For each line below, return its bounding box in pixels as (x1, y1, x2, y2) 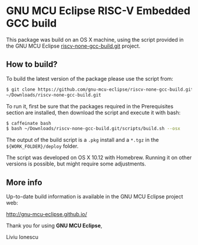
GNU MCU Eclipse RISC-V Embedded (6, 4, 190, 18)
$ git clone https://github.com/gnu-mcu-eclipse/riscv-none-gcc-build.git (6, 87, 194, 92)
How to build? (6, 59, 58, 69)
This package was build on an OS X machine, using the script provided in (6, 36, 184, 43)
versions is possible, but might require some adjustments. (6, 160, 146, 167)
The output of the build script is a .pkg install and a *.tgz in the (6, 137, 159, 144)
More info (6, 177, 42, 187)
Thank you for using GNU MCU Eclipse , (6, 222, 103, 229)
